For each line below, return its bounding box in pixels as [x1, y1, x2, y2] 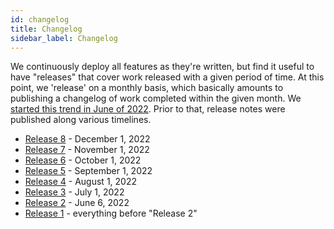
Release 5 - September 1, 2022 [24, 165, 153, 177]
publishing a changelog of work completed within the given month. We [10, 92, 302, 105]
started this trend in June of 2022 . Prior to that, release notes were [10, 103, 286, 115]
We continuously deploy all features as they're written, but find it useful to [10, 61, 315, 73]
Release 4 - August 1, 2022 [24, 176, 137, 188]
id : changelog [10, 14, 70, 25]
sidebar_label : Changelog [10, 33, 118, 43]
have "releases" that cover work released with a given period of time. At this [10, 71, 325, 83]
